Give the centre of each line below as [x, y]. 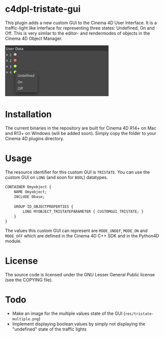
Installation [28, 115]
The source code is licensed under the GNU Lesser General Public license [80, 274]
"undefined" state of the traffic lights [49, 329]
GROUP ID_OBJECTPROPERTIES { [44, 206]
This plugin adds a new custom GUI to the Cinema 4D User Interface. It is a [81, 23]
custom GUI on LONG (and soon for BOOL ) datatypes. [56, 177]
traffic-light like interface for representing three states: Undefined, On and [80, 28]
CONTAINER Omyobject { [28, 187]
